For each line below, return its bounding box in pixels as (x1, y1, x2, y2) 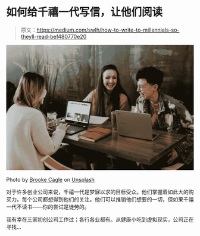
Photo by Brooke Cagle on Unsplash (6, 176, 95, 183)
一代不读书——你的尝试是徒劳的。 (6, 203, 90, 210)
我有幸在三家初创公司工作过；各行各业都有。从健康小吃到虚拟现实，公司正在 (6, 216, 194, 223)
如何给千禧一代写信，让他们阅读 (6, 5, 163, 19)
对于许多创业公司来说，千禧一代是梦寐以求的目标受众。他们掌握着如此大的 (6, 188, 189, 195)
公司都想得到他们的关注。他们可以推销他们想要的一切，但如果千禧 (32, 195, 194, 203)
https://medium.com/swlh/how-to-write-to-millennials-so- (36, 26, 180, 33)
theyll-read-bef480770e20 (20, 33, 87, 40)
